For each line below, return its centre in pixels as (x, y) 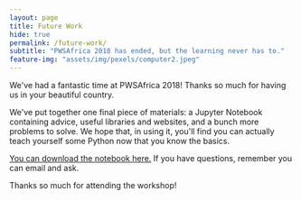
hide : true (30, 34)
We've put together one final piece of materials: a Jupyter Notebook (136, 112)
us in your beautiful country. (62, 95)
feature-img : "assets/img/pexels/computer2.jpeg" (105, 59)
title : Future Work (46, 26)
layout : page (34, 18)
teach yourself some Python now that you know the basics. (120, 141)
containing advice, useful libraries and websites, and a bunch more (134, 122)
